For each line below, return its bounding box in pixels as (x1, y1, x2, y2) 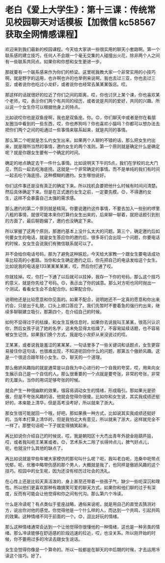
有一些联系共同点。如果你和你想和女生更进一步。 (5, 59, 104, 64)
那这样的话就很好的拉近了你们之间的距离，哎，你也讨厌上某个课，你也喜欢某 (5, 91, 160, 97)
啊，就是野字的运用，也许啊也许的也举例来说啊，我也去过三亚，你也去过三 (5, 75, 156, 81)
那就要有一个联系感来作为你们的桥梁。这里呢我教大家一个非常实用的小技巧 (5, 69, 156, 75)
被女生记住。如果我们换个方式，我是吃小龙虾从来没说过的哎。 (5, 331, 130, 337)
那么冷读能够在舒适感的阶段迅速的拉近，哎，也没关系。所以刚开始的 (13, 530, 151, 536)
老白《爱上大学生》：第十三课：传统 (5, 4, 147, 16)
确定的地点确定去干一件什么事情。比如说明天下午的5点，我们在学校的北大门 (5, 160, 159, 166)
